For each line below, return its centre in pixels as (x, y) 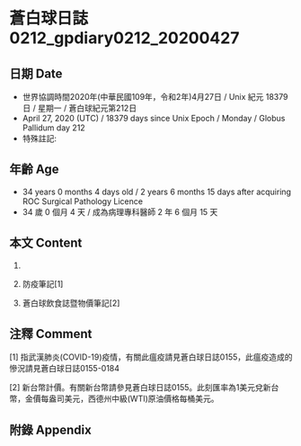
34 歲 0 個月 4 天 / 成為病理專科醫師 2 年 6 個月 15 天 (120, 211)
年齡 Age (34, 169)
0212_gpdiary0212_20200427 (124, 38)
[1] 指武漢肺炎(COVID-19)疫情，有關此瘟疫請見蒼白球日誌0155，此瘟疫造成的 (151, 357)
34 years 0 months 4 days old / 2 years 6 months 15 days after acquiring (157, 192)
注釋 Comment (51, 334)
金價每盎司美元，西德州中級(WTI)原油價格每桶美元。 (122, 399)
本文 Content (46, 243)
